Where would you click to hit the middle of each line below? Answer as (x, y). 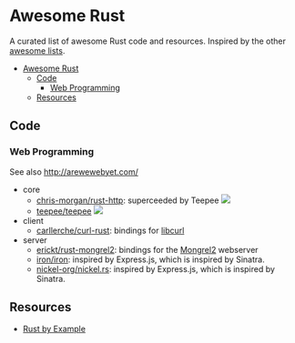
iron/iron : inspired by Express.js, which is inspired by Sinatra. (151, 259)
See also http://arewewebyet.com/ (74, 171)
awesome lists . (37, 50)
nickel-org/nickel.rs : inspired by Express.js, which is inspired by (156, 268)
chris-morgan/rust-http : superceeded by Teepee (127, 200)
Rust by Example (54, 329)
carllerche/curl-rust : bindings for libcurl (110, 230)
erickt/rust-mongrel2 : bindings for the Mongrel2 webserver (147, 249)
